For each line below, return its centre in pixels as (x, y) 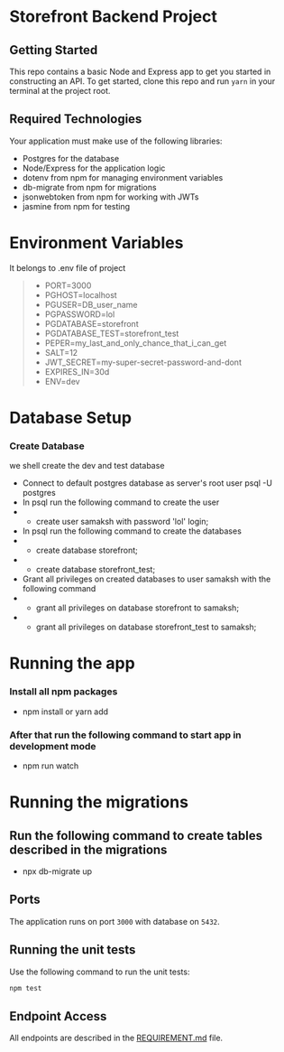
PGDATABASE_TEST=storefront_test (112, 333)
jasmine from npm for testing (76, 206)
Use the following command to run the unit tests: (100, 972)
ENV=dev (62, 381)
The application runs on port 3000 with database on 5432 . (115, 921)
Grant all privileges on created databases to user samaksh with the (147, 579)
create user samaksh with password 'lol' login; (122, 522)
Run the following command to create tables (136, 836)
